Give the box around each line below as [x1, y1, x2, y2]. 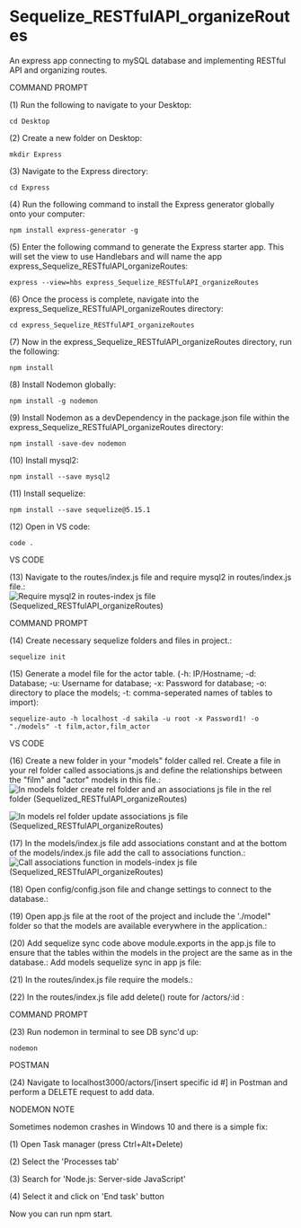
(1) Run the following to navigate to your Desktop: [9, 99, 192, 110]
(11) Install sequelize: [9, 488, 86, 499]
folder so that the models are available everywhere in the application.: [9, 920, 268, 931]
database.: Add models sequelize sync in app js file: [9, 957, 202, 967]
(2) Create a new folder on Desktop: [9, 132, 142, 143]
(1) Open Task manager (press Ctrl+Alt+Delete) [9, 1138, 183, 1149]
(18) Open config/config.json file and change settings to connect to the [9, 883, 272, 895]
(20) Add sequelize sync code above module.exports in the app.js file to [9, 937, 277, 949]
